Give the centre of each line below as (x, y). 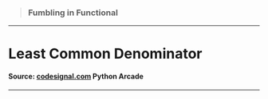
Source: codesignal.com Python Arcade (76, 76)
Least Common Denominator (105, 54)
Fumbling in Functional (73, 13)
